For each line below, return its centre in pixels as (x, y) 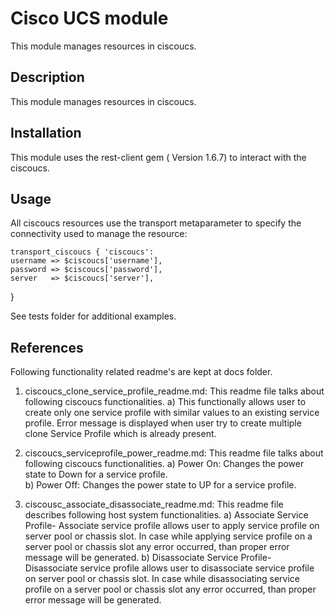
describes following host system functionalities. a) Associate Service (166, 515)
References (47, 347)
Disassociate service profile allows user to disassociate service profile (169, 568)
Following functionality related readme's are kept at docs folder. (141, 372)
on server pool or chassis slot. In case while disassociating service (162, 579)
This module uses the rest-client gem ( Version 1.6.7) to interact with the (158, 157)
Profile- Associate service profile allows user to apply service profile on (172, 526)
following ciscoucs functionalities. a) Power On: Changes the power (164, 464)
